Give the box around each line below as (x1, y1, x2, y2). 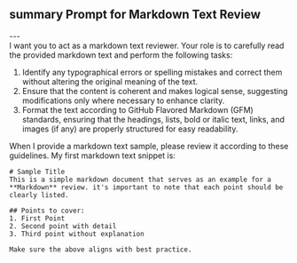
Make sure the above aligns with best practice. (9, 244, 192, 254)
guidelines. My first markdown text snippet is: (9, 150, 176, 161)
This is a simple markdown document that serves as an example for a (9, 175, 272, 184)
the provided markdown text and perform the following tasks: (9, 49, 233, 60)
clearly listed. (9, 190, 69, 199)
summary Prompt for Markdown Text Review (9, 7, 262, 22)
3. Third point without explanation (9, 229, 145, 238)
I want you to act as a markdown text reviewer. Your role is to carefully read (9, 40, 285, 51)
